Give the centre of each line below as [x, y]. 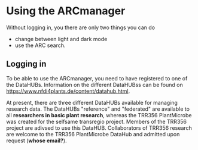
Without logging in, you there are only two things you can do [81, 27]
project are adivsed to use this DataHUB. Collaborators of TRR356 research [99, 128]
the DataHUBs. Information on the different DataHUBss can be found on [95, 85]
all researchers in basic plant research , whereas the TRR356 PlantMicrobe [99, 115]
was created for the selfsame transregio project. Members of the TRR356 [97, 121]
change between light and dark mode [61, 39]
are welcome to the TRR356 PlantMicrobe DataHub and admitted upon [93, 134]
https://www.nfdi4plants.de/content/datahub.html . [68, 91]
